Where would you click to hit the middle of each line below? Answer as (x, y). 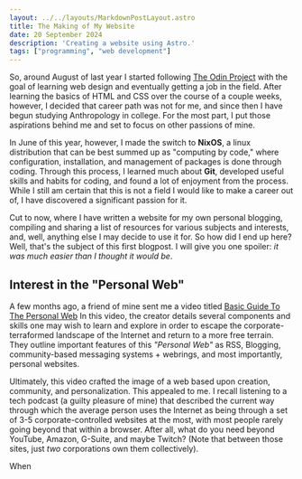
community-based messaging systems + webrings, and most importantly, (146, 354)
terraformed (32, 334)
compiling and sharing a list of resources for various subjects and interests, (149, 228)
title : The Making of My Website (72, 26)
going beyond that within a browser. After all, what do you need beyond (142, 429)
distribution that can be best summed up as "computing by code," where (144, 152)
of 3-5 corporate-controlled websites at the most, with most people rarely (146, 419)
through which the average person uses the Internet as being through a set (149, 410)
